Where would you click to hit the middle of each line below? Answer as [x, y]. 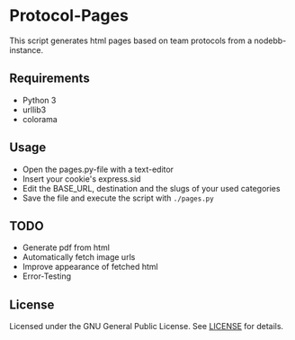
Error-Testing [47, 276]
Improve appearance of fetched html [90, 267]
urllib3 [34, 110]
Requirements [49, 79]
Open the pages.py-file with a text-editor [98, 169]
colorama [40, 119]
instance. [27, 49]
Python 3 [39, 100]
